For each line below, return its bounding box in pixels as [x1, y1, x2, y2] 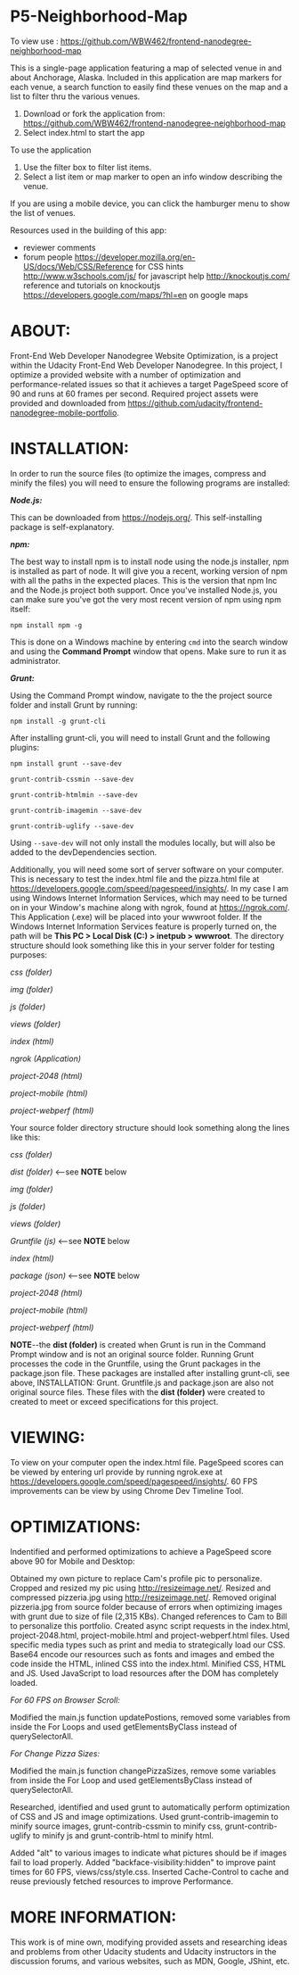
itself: [10, 603, 30, 614]
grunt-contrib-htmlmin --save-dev [10, 790, 139, 800]
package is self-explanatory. [10, 521, 115, 532]
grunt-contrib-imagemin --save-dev [10, 806, 142, 815]
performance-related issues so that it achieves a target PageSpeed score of [10, 378, 288, 389]
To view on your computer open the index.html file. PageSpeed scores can [10, 1456, 284, 1467]
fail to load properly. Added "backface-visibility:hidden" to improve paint [10, 1856, 277, 1867]
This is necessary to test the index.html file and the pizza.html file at [10, 873, 260, 884]
